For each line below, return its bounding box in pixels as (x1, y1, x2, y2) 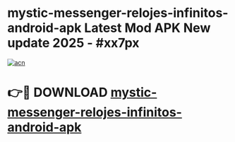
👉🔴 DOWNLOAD (7, 85, 108, 100)
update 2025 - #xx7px (7, 35, 140, 51)
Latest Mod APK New (84, 20, 211, 36)
